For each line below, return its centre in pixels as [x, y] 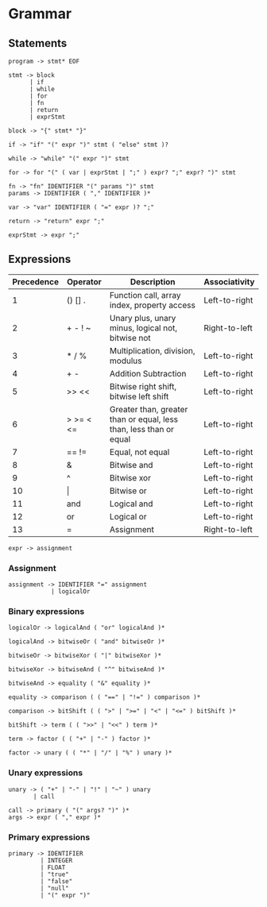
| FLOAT [53, 867]
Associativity [229, 281]
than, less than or [142, 429]
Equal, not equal [140, 452]
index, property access [153, 305]
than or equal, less [144, 419]
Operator [84, 281]
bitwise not [130, 338]
